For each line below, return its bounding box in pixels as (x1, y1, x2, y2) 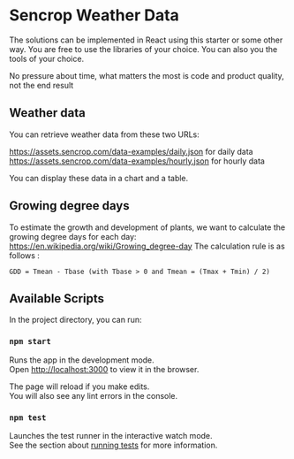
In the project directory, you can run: (9, 315, 142, 325)
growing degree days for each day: (9, 231, 137, 241)
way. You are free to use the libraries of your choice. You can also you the (9, 43, 278, 54)
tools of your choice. (9, 53, 85, 64)
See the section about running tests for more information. (9, 440, 218, 450)
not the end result (9, 80, 74, 90)
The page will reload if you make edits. (9, 381, 150, 392)
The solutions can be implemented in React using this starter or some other (9, 34, 283, 45)
